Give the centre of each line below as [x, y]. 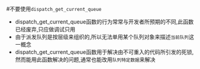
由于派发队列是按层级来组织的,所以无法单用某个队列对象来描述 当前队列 [102, 37]
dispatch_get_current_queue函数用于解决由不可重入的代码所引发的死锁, [104, 52]
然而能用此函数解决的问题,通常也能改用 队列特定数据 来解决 [85, 60]
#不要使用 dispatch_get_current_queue [54, 9]
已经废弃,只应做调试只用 [45, 29]
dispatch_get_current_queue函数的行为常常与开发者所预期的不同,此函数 [104, 22]
